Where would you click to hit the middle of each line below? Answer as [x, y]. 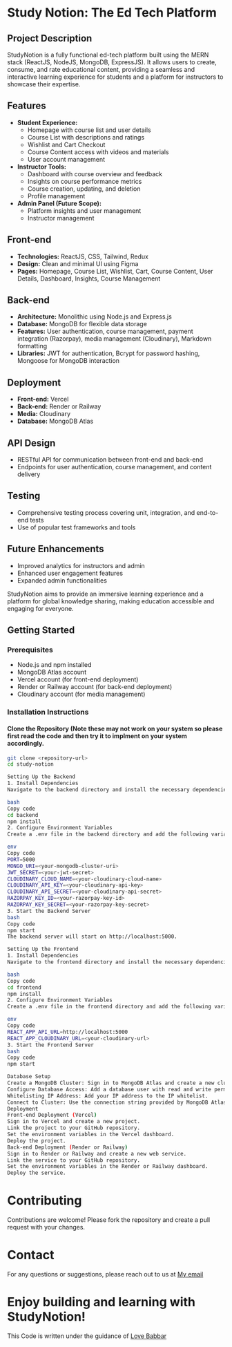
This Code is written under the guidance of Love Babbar [87, 1336]
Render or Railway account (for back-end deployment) [95, 687]
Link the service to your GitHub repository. [74, 1160]
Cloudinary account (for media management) [81, 694]
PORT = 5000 [21, 859]
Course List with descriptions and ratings [86, 137]
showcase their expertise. [44, 84]
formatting [32, 346]
